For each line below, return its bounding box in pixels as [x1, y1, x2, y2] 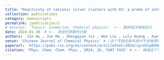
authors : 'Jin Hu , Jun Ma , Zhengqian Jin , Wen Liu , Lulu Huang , [5, 34, 150, 39]
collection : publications [5, 12, 58, 16]
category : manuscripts [5, 16, 51, 21]
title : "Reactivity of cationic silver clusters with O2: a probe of [5, 7, 150, 12]
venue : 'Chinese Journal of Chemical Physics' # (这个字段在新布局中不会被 [5, 39, 154, 44]
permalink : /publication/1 [5, 20, 60, 26]
